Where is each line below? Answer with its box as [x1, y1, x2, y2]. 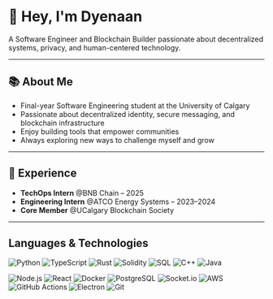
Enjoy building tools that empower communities [19, 126, 180, 136]
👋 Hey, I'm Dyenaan [8, 7, 143, 26]
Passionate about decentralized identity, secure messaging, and [19, 109, 236, 119]
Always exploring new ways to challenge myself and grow [19, 135, 215, 145]
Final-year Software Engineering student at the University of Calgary [19, 101, 250, 110]
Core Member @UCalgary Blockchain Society [19, 205, 175, 214]
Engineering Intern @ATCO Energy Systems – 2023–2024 [19, 197, 216, 206]
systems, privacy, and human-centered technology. [8, 42, 181, 52]
